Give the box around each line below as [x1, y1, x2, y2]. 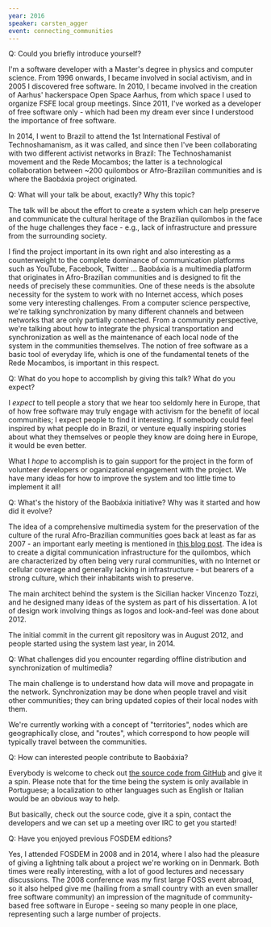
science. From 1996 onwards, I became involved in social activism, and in [8, 73, 252, 83]
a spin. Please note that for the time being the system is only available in [8, 777, 248, 787]
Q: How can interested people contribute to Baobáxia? [8, 753, 189, 763]
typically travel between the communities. [8, 737, 148, 746]
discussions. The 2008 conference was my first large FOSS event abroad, [8, 875, 254, 885]
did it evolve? [8, 506, 52, 516]
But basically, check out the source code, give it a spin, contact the [8, 809, 231, 819]
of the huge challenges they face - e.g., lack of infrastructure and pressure [8, 222, 257, 232]
